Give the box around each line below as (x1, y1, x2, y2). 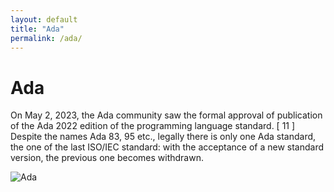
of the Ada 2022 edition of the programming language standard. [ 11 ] (10, 120, 296, 132)
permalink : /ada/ (10, 33, 83, 43)
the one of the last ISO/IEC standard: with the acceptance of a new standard (10, 141, 324, 153)
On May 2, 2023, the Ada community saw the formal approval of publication (10, 109, 323, 121)
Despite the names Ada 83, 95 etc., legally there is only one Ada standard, (10, 131, 317, 143)
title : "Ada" (10, 24, 65, 34)
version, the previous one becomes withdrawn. (10, 152, 204, 164)
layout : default (10, 14, 78, 25)
